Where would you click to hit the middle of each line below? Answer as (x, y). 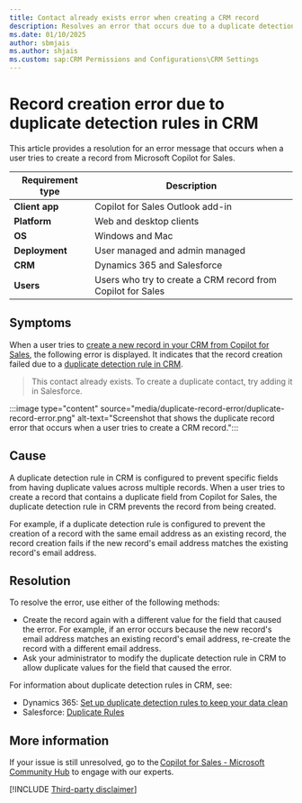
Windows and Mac (133, 235)
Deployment (40, 251)
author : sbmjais (40, 43)
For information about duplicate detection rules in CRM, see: (121, 685)
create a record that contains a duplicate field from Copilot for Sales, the (143, 497)
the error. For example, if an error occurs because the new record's (147, 630)
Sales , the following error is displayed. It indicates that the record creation (146, 354)
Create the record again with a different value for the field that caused (151, 620)
